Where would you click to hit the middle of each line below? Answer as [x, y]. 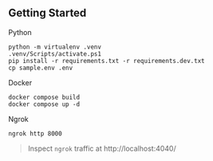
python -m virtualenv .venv [55, 47]
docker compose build [44, 97]
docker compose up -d [44, 104]
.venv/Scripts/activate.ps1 [55, 54]
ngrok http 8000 [35, 134]
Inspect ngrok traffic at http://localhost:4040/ [102, 148]
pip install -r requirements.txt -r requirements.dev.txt [106, 61]
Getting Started [47, 13]
